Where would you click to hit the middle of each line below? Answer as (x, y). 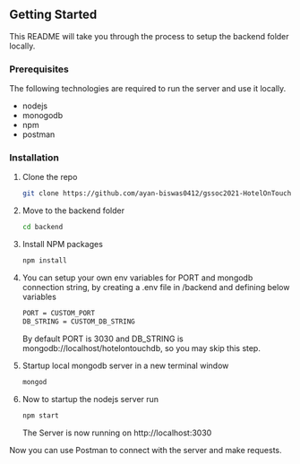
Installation (34, 158)
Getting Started (53, 15)
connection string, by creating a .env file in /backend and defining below (156, 288)
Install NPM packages (62, 245)
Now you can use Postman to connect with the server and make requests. (146, 450)
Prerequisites (39, 69)
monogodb (43, 116)
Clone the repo (50, 177)
